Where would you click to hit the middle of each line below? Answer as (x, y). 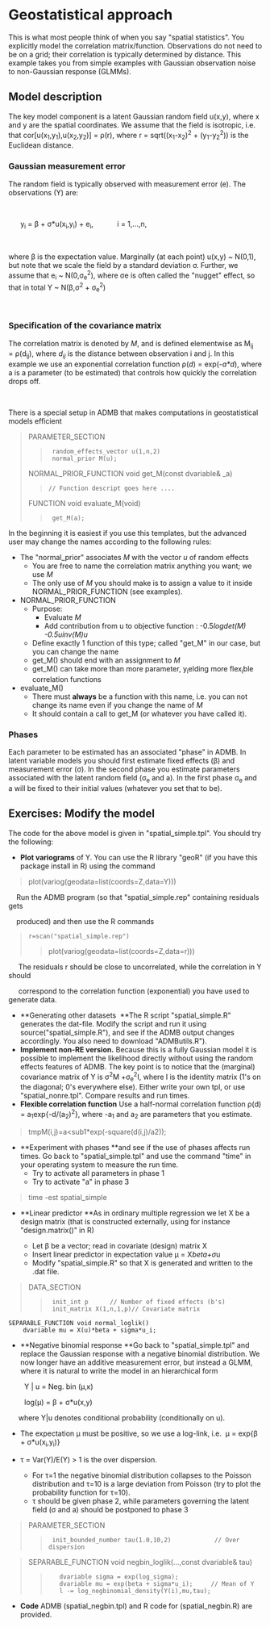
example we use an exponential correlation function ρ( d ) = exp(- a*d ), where (135, 364)
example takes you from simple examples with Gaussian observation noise (132, 63)
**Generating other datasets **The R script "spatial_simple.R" (125, 1015)
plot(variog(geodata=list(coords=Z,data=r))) (121, 951)
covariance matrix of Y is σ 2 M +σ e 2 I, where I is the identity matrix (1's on (140, 1077)
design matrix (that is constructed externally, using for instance (125, 1221)
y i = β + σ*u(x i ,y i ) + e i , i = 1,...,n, (83, 225)
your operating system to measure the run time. (99, 1165)
